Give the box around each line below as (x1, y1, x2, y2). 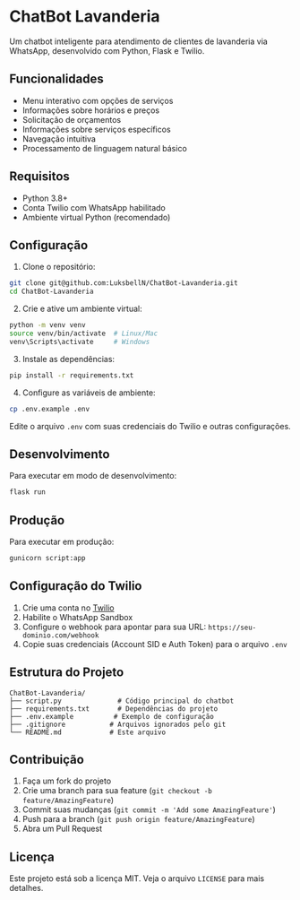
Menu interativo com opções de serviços (21, 95, 174, 106)
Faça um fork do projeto (21, 775, 112, 786)
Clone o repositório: (21, 262, 96, 273)
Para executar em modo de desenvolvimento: (9, 471, 177, 481)
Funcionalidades (9, 72, 105, 87)
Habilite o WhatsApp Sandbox (21, 611, 133, 622)
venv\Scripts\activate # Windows (9, 337, 150, 346)
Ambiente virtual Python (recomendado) (21, 212, 171, 222)
